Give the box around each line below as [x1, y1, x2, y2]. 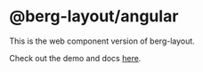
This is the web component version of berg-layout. [9, 36, 196, 46]
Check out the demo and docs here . [9, 52, 142, 63]
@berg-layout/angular [9, 6, 179, 27]
